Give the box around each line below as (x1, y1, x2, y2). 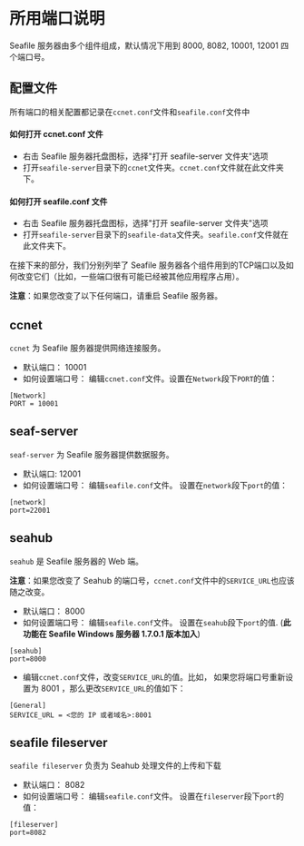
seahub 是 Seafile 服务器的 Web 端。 (9, 556, 143, 566)
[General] (9, 701, 47, 710)
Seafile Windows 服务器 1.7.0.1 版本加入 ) (48, 628, 201, 639)
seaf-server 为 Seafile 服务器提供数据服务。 (9, 448, 174, 459)
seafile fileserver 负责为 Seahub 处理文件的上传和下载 (9, 760, 221, 772)
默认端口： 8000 (22, 605, 85, 616)
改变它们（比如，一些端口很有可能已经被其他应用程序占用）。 (16, 271, 244, 282)
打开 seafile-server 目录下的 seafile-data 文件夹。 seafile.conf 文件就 (22, 229, 281, 241)
